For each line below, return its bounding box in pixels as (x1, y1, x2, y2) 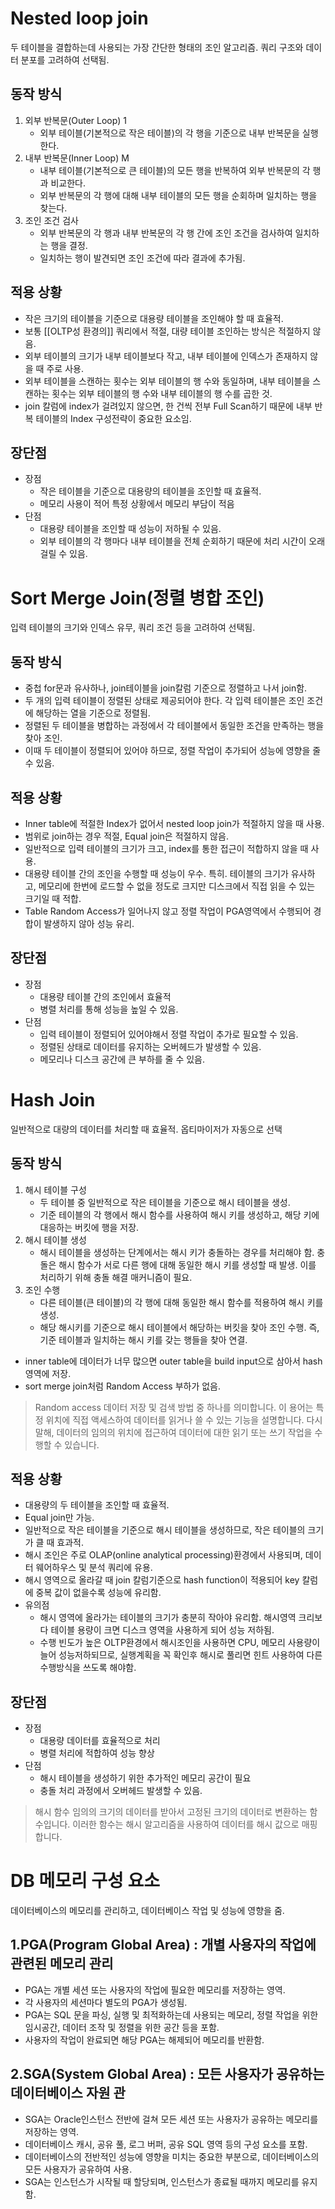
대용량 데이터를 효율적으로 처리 (39, 1735, 161, 1747)
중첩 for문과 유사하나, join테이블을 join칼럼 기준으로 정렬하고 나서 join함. (24, 682, 308, 694)
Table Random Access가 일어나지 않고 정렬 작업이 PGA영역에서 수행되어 (24, 905, 312, 917)
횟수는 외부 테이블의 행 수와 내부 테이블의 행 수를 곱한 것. (51, 387, 273, 399)
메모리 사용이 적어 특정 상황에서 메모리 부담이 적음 (39, 498, 235, 510)
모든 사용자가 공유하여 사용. (24, 2163, 133, 2175)
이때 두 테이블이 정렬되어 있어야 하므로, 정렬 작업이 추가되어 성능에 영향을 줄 (24, 745, 322, 757)
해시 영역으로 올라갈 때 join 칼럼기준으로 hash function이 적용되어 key (24, 1574, 300, 1586)
